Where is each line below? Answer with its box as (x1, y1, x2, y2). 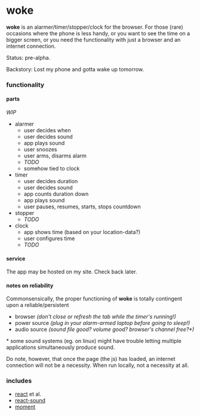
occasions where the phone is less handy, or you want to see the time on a (6, 29, 190, 37)
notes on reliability (6, 282, 54, 289)
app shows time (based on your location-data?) (23, 229, 141, 236)
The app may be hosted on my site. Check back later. (6, 268, 137, 275)
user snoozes (23, 146, 57, 153)
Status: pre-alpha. (6, 54, 51, 61)
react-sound (14, 396, 46, 404)
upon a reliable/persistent (6, 302, 69, 309)
